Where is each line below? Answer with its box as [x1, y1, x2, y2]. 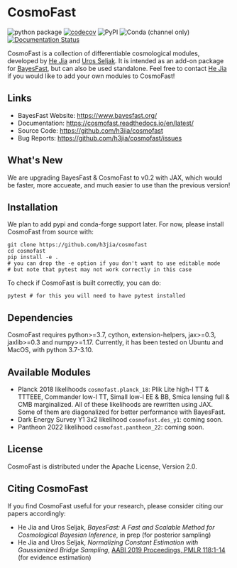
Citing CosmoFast [7, 483, 89, 495]
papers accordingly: [7, 509, 66, 518]
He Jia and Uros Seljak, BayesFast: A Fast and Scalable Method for [17, 523, 215, 531]
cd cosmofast [7, 248, 46, 255]
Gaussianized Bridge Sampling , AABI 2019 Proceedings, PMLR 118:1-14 [17, 545, 226, 554]
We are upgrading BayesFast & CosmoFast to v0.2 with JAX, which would [7, 173, 222, 182]
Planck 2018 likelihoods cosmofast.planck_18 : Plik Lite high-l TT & [17, 385, 209, 393]
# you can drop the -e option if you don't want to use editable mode [7, 260, 221, 267]
